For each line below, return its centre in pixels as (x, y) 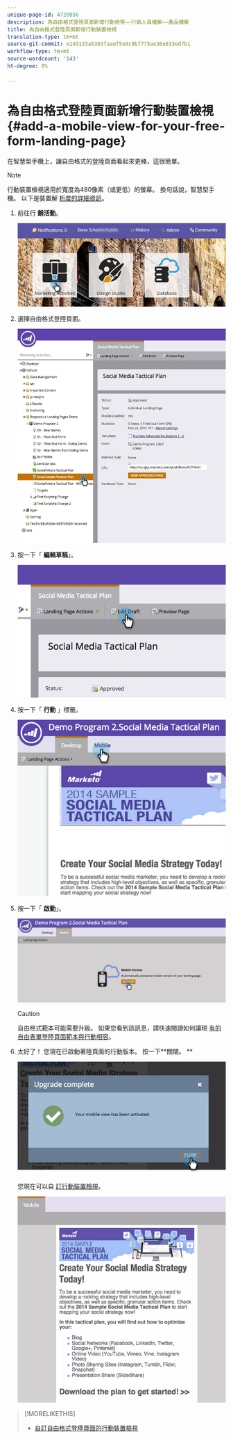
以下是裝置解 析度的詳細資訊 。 (64, 198)
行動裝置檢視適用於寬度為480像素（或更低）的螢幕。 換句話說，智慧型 (108, 189)
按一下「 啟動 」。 (41, 909)
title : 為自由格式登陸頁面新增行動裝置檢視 (62, 29)
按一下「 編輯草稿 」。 (47, 555)
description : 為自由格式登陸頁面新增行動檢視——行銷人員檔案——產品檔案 (98, 22)
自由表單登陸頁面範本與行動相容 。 (66, 1037)
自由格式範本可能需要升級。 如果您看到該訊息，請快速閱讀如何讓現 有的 (119, 1028)
